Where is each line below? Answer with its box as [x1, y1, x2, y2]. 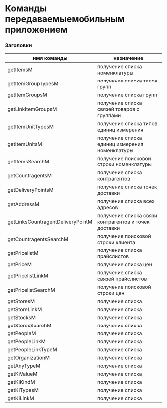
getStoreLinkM [7, 306, 42, 313]
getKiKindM [7, 379, 35, 386]
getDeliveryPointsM [7, 187, 54, 194]
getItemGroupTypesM [7, 81, 59, 87]
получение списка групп [97, 91, 158, 98]
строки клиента [97, 239, 136, 246]
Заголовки [5, 42, 32, 49]
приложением [5, 24, 68, 35]
